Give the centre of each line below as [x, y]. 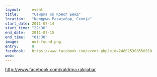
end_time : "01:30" [27, 38]
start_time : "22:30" [27, 28]
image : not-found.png [33, 42]
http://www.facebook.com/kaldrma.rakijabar [50, 70]
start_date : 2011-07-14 [30, 23]
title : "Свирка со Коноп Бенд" [43, 14]
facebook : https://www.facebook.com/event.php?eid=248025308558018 [79, 51]
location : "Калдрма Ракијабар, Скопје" [49, 19]
